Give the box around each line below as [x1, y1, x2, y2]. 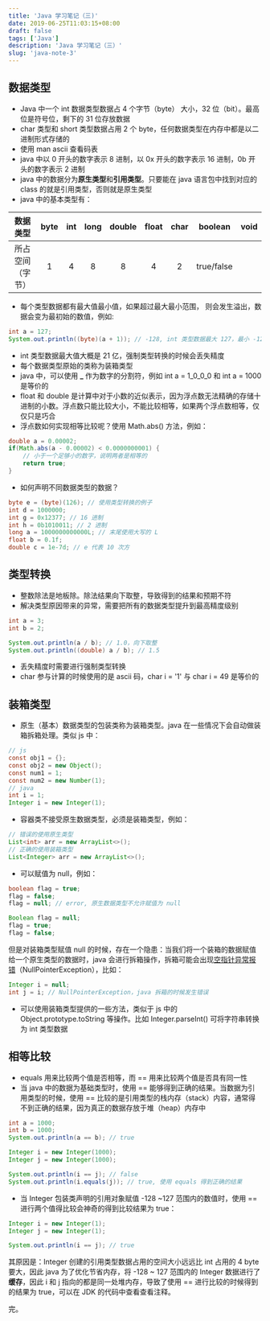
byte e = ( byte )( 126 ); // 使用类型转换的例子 [8, 498, 153, 507]
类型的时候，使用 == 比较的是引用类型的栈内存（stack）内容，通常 [27, 1093, 249, 1102]
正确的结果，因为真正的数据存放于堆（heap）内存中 [34, 1103, 207, 1113]
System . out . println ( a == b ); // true [8, 1134, 135, 1142]
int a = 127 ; [8, 327, 52, 335]
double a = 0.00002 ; [8, 437, 78, 445]
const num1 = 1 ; [8, 769, 63, 777]
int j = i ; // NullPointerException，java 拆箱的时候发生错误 [8, 988, 209, 996]
